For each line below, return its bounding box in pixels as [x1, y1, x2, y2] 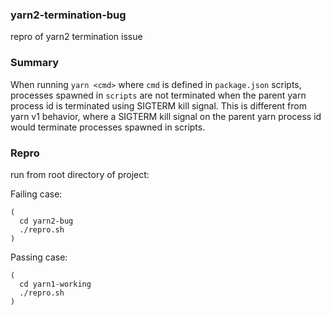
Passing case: [10, 251, 68, 263]
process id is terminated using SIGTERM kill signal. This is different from [10, 99, 307, 112]
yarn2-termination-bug [10, 8, 127, 22]
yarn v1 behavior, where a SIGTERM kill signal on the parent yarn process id [10, 110, 322, 122]
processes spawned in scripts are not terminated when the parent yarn [10, 89, 307, 101]
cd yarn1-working [19, 279, 92, 289]
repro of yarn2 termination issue [10, 31, 143, 43]
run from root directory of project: [10, 168, 150, 180]
